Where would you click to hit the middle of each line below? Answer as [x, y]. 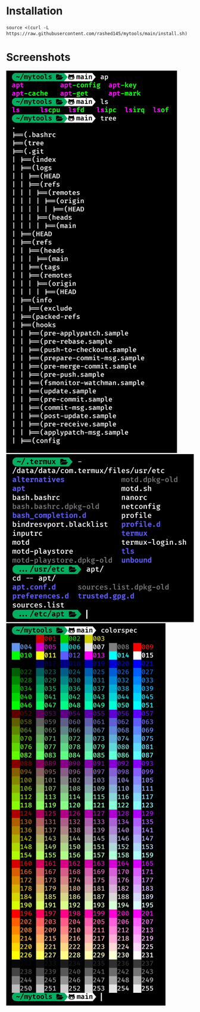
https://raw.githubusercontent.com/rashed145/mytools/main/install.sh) [97, 33]
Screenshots [38, 57]
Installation [35, 11]
